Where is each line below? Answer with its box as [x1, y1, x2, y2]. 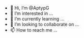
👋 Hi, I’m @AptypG [10, 5, 49, 11]
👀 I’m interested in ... [10, 10, 53, 16]
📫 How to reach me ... [10, 27, 58, 33]
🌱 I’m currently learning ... [10, 16, 65, 22]
